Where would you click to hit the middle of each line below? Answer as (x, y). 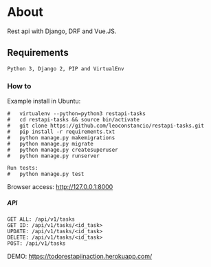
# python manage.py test (46, 174)
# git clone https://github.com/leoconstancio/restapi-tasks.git (106, 126)
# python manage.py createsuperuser (63, 150)
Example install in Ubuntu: (44, 101)
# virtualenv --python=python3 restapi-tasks (77, 114)
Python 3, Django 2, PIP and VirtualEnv (66, 69)
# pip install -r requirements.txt (61, 132)
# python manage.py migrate (51, 144)
